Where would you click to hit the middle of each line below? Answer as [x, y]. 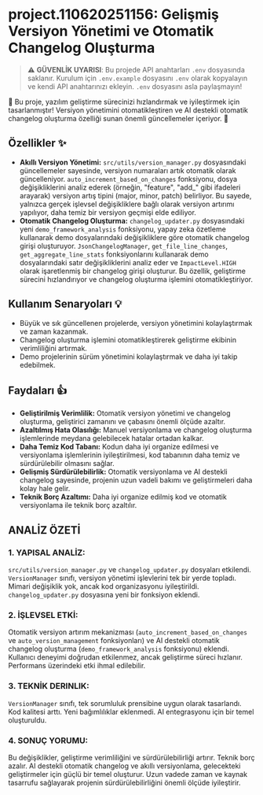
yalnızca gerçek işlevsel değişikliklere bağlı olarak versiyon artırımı [127, 204]
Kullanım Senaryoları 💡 [65, 304]
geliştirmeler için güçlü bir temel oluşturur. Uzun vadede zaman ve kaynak [128, 774]
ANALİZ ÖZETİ [44, 530]
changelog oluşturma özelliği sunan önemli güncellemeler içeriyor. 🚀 [119, 118]
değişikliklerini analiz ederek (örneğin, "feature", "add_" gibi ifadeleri [130, 187]
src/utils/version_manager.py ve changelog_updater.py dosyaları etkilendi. [130, 570]
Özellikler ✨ [37, 143]
